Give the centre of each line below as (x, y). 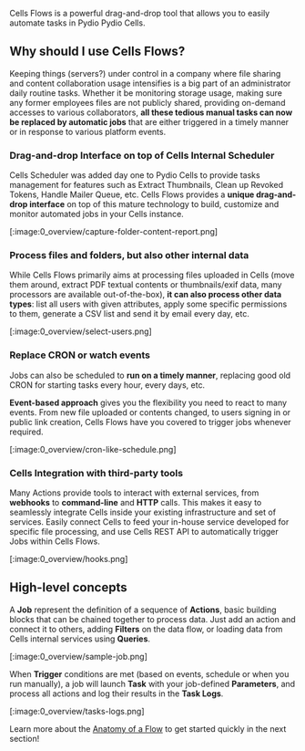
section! (25, 738)
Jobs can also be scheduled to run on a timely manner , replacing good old (150, 375)
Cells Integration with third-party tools (97, 473)
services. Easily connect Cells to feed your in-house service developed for (149, 522)
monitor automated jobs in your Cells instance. (97, 214)
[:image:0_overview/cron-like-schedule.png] (93, 449)
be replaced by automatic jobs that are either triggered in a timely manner (149, 121)
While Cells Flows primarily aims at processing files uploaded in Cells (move (152, 275)
